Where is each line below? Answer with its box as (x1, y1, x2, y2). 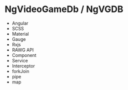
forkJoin (11, 68, 29, 74)
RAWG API (11, 47, 34, 53)
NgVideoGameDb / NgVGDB (4, 4, 123, 15)
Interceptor (11, 63, 35, 69)
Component (11, 52, 36, 58)
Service (11, 57, 28, 63)
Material (11, 31, 29, 37)
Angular (11, 20, 28, 26)
